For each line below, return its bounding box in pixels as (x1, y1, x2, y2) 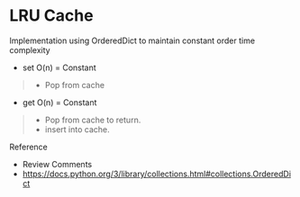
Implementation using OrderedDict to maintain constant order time (9, 35, 255, 46)
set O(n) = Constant (22, 62, 96, 73)
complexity (9, 44, 51, 55)
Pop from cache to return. (44, 114, 141, 125)
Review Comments (22, 158, 93, 169)
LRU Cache (9, 5, 94, 26)
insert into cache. (44, 123, 110, 135)
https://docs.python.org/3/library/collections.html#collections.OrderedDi (22, 168, 291, 179)
